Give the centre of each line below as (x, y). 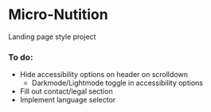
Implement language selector (68, 100)
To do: (21, 57)
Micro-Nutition (59, 15)
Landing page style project (52, 37)
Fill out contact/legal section (66, 91)
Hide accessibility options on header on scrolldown (104, 75)
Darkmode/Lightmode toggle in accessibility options (117, 83)
